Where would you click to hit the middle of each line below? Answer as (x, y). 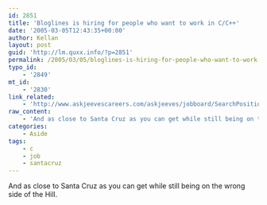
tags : (17, 141)
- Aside (35, 133)
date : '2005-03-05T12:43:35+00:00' (67, 30)
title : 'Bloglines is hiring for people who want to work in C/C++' (124, 23)
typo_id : (23, 68)
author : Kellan (33, 38)
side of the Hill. (33, 195)
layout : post (30, 45)
